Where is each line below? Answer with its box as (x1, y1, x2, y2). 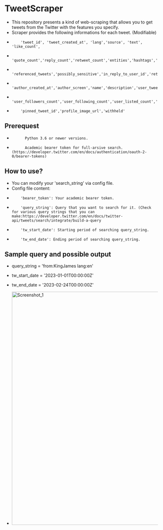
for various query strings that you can (11, 209, 95, 214)
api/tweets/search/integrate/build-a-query (11, 218, 102, 223)
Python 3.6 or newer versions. (24, 135, 89, 141)
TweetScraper (4, 3, 63, 14)
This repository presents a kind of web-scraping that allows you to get (11, 19, 153, 25)
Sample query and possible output (4, 250, 111, 258)
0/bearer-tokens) (11, 154, 47, 159)
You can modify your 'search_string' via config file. (11, 180, 114, 186)
